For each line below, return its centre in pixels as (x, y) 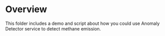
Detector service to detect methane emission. (53, 28)
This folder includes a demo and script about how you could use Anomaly (82, 23)
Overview (26, 9)
